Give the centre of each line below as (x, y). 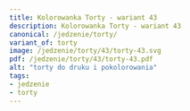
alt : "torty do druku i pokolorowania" (83, 68)
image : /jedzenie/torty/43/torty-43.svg (86, 51)
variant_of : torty (43, 43)
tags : (19, 76)
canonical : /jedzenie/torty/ (63, 34)
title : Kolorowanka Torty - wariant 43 (83, 17)
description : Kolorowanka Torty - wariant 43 (95, 26)
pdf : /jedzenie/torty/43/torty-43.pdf (81, 59)
